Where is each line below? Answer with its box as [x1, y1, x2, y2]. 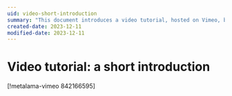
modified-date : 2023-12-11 [7, 29, 85, 37]
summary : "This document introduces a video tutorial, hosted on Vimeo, [7, 17, 221, 23]
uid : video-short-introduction [7, 10, 97, 17]
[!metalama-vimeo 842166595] [7, 82, 95, 90]
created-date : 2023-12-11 [7, 23, 81, 30]
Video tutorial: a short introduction [7, 59, 211, 75]
